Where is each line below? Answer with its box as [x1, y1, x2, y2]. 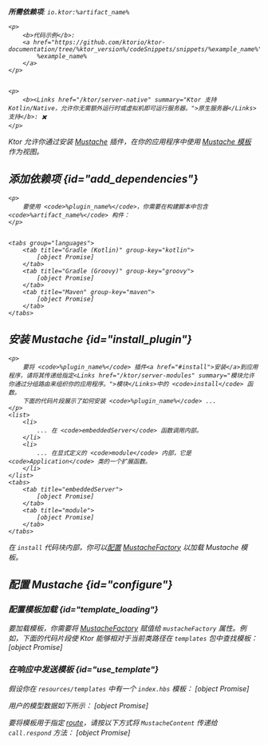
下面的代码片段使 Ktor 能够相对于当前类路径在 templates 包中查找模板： [22, 634, 258, 643]
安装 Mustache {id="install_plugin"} [8, 333, 193, 346]
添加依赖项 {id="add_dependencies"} [8, 173, 199, 186]
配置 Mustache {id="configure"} [8, 578, 173, 592]
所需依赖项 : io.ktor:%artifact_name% [8, 7, 130, 16]
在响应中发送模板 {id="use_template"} [8, 664, 160, 675]
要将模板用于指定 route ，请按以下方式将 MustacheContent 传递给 [8, 718, 218, 727]
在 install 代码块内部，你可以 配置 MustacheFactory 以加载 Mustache [8, 542, 239, 552]
